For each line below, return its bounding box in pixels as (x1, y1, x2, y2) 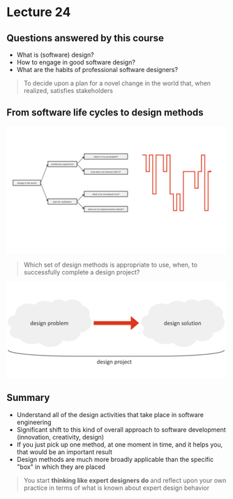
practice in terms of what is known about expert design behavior (23, 484, 210, 492)
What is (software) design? (16, 50, 95, 59)
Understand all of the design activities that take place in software (16, 410, 204, 419)
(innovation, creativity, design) (16, 433, 105, 441)
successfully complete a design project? (23, 268, 140, 276)
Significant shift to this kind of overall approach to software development (16, 425, 226, 434)
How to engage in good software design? (16, 58, 135, 66)
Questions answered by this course (6, 32, 165, 44)
